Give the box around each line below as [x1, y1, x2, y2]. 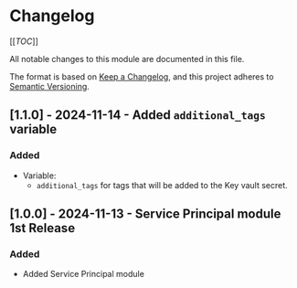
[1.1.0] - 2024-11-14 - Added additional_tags [9, 107, 267, 123]
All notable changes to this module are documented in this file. [9, 53, 245, 64]
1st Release [9, 220, 76, 236]
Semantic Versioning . [9, 80, 90, 91]
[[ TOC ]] [9, 36, 38, 47]
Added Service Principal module [22, 269, 144, 280]
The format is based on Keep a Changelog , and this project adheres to [9, 70, 274, 82]
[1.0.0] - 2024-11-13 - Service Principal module [9, 207, 281, 222]
